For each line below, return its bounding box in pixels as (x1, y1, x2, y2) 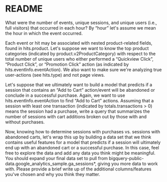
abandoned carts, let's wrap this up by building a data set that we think (5, 134, 151, 140)
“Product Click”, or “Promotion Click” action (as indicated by (5, 61, 129, 67)
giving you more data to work (97, 160, 158, 166)
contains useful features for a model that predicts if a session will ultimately (5, 139, 161, 145)
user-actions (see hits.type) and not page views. (5, 72, 105, 78)
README (5, 3, 43, 15)
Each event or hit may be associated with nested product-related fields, (5, 40, 152, 46)
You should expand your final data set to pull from (5, 155, 108, 161)
